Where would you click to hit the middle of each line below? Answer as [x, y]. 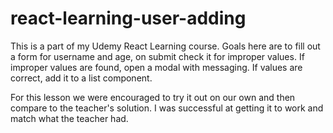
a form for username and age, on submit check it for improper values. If [157, 56]
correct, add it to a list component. [81, 78]
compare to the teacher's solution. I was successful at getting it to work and [167, 108]
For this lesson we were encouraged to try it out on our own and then [153, 97]
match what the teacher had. [69, 118]
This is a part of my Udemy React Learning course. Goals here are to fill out [165, 46]
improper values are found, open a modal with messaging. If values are [156, 67]
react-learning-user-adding [128, 18]
